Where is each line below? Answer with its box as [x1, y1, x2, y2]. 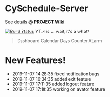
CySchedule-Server [5, 3, 88, 14]
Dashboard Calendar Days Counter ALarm [17, 37, 102, 44]
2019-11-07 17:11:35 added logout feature [12, 81, 94, 87]
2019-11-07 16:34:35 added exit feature [12, 76, 91, 81]
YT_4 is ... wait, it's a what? [35, 28, 89, 34]
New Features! [5, 55, 66, 66]
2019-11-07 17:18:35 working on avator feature [12, 86, 105, 92]
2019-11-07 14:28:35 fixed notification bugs [12, 71, 100, 77]
